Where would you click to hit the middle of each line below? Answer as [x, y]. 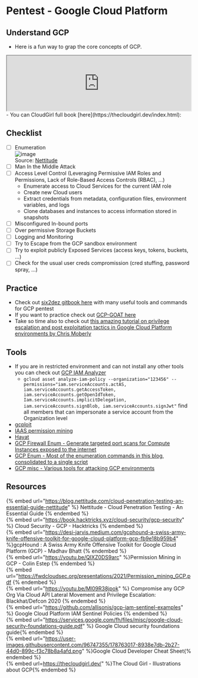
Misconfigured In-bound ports [51, 224]
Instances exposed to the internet [55, 449]
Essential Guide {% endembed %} [47, 513]
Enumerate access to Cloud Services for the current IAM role [98, 186]
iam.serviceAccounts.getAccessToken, [70, 390]
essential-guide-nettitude [37, 507]
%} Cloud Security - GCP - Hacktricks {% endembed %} [75, 526]
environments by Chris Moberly [53, 334]
